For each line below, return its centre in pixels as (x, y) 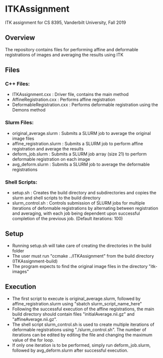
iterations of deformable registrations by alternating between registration (85, 208)
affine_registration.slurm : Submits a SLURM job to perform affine (78, 143)
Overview (20, 38)
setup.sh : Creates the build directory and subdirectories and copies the (84, 193)
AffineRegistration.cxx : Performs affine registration (63, 100)
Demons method (29, 110)
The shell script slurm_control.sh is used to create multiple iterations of (83, 324)
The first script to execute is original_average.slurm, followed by (76, 299)
